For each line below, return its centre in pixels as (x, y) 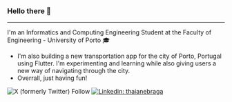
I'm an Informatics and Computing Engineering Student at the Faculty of (109, 32)
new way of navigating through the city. (74, 71)
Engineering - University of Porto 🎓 (59, 40)
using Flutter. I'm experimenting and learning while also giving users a (116, 63)
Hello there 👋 (29, 11)
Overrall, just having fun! (52, 78)
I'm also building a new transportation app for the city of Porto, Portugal (119, 56)
